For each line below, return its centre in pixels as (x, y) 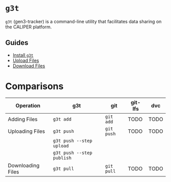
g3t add (62, 119)
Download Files (29, 66)
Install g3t (23, 55)
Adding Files (23, 119)
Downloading (24, 165)
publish (62, 158)
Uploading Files (26, 131)
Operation (28, 105)
